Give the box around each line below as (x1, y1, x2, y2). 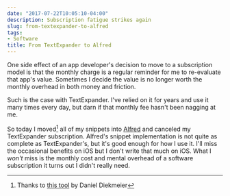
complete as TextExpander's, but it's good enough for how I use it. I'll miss (7, 139, 218, 147)
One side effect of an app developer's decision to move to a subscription (7, 61, 213, 69)
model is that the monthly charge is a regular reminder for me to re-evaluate (7, 68, 221, 76)
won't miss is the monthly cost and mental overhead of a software (7, 154, 194, 162)
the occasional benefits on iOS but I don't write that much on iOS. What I (7, 147, 212, 155)
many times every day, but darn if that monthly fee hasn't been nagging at (7, 103, 216, 111)
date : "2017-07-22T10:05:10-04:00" (7, 10, 109, 17)
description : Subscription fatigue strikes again (7, 16, 152, 23)
